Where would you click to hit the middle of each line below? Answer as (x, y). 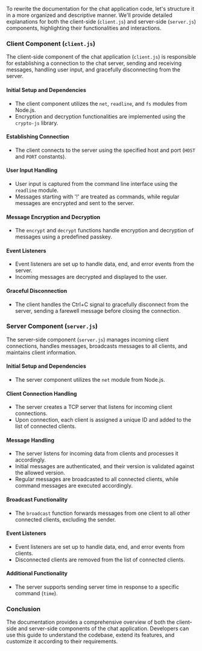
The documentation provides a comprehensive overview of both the (91, 622)
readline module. (37, 190)
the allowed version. (40, 473)
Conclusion (24, 609)
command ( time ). (36, 594)
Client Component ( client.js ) (51, 44)
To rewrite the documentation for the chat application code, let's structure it (100, 9)
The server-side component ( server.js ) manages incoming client (87, 339)
